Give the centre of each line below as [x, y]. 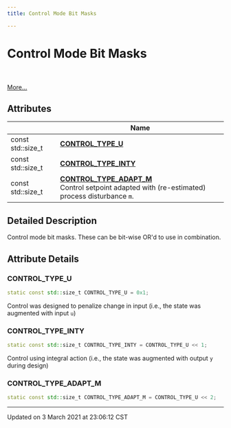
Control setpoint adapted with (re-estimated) [133, 188]
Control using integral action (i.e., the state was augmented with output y [110, 358]
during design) [28, 365]
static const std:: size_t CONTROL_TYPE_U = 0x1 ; [78, 293]
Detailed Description [52, 221]
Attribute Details [43, 259]
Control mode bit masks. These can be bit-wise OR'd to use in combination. [114, 237]
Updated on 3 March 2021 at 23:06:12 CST [68, 417]
